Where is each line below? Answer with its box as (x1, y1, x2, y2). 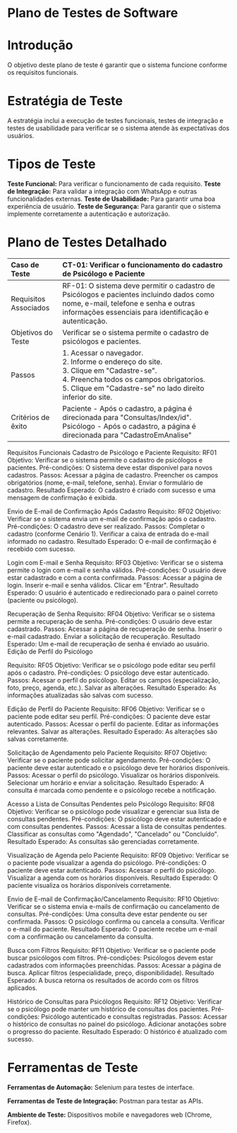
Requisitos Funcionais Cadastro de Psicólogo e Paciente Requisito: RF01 (7, 448, 217, 457)
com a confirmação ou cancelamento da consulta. (7, 932, 154, 941)
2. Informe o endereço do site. (62, 356, 163, 366)
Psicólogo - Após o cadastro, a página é (62, 421, 196, 431)
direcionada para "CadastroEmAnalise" (62, 430, 192, 440)
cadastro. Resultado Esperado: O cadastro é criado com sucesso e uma (7, 486, 217, 494)
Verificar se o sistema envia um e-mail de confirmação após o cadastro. (7, 514, 217, 523)
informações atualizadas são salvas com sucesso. (7, 691, 153, 699)
